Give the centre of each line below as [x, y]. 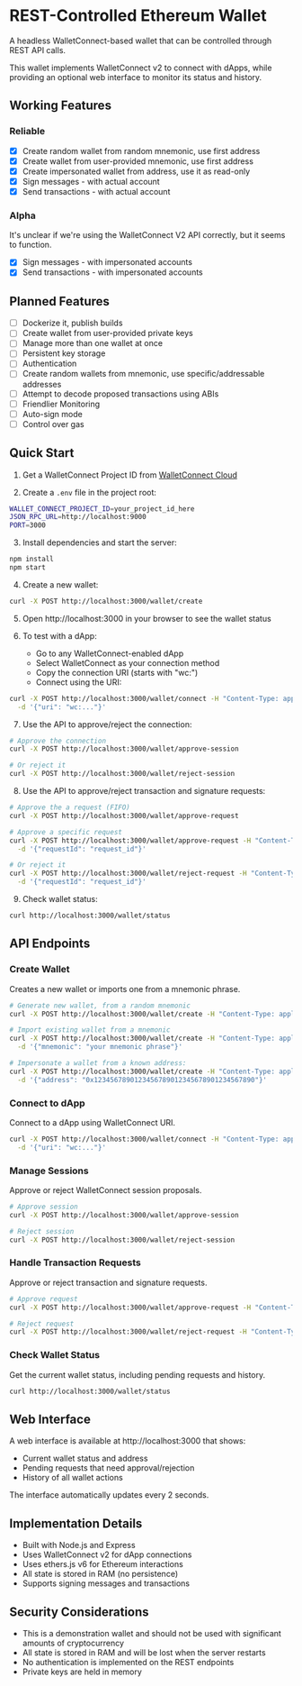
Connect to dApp [47, 1103]
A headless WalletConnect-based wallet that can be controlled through [141, 41]
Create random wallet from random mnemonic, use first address [141, 150]
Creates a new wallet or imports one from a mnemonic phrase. [125, 989]
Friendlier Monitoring [61, 404]
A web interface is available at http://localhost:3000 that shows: [128, 1441]
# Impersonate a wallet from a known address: [98, 1063]
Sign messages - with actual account [91, 181]
